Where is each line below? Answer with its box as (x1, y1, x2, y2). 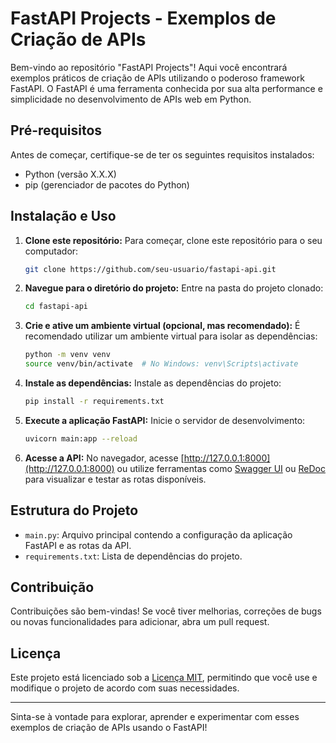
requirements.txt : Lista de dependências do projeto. (24, 550, 243, 562)
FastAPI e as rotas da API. (24, 539, 132, 551)
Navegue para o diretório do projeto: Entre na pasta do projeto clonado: (24, 282, 324, 294)
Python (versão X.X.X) (24, 168, 117, 180)
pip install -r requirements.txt (24, 397, 165, 407)
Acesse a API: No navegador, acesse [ (24, 452, 185, 464)
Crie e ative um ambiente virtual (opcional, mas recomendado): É (24, 320, 301, 332)
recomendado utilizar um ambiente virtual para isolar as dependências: (24, 330, 318, 342)
